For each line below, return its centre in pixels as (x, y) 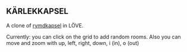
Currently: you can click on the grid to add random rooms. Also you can (93, 37)
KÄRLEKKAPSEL (37, 11)
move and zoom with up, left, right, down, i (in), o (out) (73, 43)
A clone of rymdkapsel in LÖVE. (45, 25)
